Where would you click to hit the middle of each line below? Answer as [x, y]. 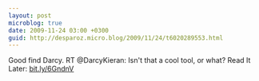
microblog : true [35, 23]
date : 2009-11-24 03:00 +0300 [59, 30]
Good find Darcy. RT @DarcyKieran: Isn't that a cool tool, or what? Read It [129, 60]
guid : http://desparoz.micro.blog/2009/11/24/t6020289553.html [116, 38]
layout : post [30, 15]
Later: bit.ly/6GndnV [41, 69]
